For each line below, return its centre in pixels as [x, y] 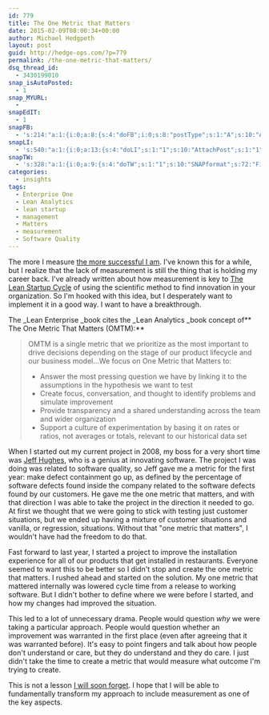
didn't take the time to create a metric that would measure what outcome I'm [134, 661]
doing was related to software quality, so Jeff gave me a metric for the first [132, 468]
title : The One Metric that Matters [69, 23]
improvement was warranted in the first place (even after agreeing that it [128, 635]
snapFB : [21, 127]
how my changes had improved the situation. [82, 603]
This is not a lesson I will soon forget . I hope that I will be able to [114, 685]
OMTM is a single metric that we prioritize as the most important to [138, 343]
